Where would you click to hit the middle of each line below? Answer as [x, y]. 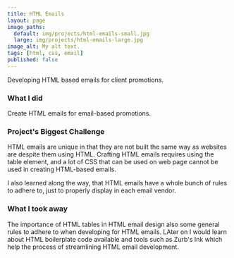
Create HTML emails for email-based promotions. [79, 113]
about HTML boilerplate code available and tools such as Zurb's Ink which [115, 239]
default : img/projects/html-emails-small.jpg [82, 33]
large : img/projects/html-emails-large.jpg [78, 40]
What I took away [38, 209]
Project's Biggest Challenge [56, 131]
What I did [25, 98]
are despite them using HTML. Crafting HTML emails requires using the [111, 154]
